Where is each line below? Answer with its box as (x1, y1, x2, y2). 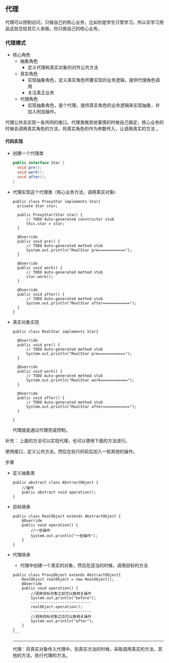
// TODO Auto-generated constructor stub (26, 217, 114, 222)
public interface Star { (12, 161, 65, 166)
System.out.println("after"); (31, 618, 94, 624)
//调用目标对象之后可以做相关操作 (31, 614, 92, 619)
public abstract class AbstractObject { (12, 480, 99, 485)
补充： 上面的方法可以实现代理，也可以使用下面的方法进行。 (5, 437, 130, 443)
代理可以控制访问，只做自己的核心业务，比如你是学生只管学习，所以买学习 (5, 19, 159, 25)
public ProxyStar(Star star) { (17, 212, 83, 217)
